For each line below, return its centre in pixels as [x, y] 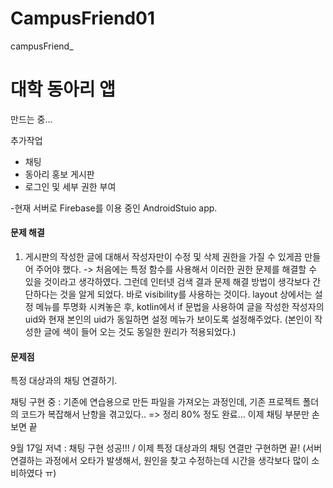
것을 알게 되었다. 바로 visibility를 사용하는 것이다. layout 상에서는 [186, 294]
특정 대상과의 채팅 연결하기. [64, 381]
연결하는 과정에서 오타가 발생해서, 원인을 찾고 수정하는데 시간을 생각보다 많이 [160, 461]
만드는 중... [31, 119]
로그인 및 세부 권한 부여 [70, 186]
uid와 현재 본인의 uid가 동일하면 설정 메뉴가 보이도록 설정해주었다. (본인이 [168, 319]
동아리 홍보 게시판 [59, 174]
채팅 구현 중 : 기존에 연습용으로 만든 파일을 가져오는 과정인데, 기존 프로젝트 [155, 402]
